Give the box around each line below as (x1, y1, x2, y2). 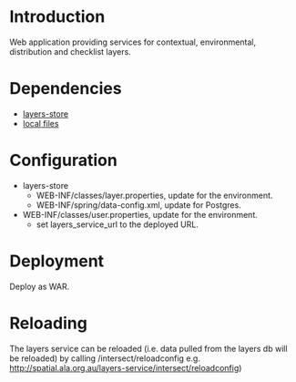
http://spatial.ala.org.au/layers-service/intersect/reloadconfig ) (9, 362, 242, 373)
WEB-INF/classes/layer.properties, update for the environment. (36, 190, 273, 201)
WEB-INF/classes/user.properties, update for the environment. (22, 209, 258, 220)
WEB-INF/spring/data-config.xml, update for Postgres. (36, 199, 241, 211)
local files (22, 118, 59, 129)
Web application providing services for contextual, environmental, (9, 36, 257, 47)
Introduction (9, 6, 106, 27)
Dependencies (9, 78, 122, 99)
